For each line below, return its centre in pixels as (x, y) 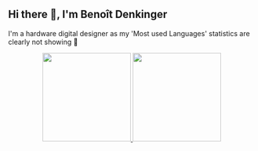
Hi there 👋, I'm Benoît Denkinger (88, 15)
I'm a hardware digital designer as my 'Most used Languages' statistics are (129, 33)
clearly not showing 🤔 (43, 42)
